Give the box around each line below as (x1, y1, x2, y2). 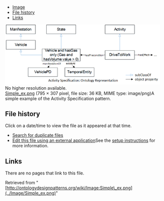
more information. (12, 143, 49, 149)
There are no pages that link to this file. (5, 170, 84, 176)
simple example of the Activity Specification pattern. (5, 96, 111, 101)
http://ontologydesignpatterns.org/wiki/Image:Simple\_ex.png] (6, 185, 133, 191)
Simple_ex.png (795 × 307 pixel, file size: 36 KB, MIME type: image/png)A (5, 90, 155, 96)
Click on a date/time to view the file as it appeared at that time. (5, 123, 132, 129)
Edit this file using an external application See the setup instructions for (12, 137, 156, 143)
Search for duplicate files (12, 133, 63, 138)
